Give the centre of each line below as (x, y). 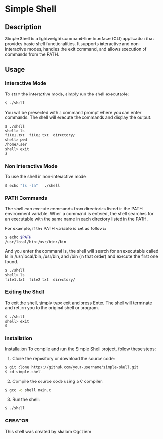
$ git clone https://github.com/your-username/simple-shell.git (72, 367)
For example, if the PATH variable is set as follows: (56, 229)
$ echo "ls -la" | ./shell (32, 185)
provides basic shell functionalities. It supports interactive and (68, 44)
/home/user (16, 145)
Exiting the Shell (25, 292)
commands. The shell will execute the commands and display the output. (78, 117)
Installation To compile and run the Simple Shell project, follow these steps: (81, 349)
